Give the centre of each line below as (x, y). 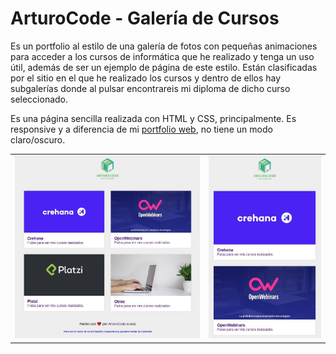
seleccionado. (39, 99)
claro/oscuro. (38, 139)
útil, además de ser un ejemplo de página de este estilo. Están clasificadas (164, 67)
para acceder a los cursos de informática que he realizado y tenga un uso (162, 56)
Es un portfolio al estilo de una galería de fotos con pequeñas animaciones (164, 46)
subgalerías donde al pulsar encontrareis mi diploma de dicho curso (150, 88)
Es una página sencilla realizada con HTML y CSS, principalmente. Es (153, 118)
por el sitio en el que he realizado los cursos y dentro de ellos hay (146, 78)
